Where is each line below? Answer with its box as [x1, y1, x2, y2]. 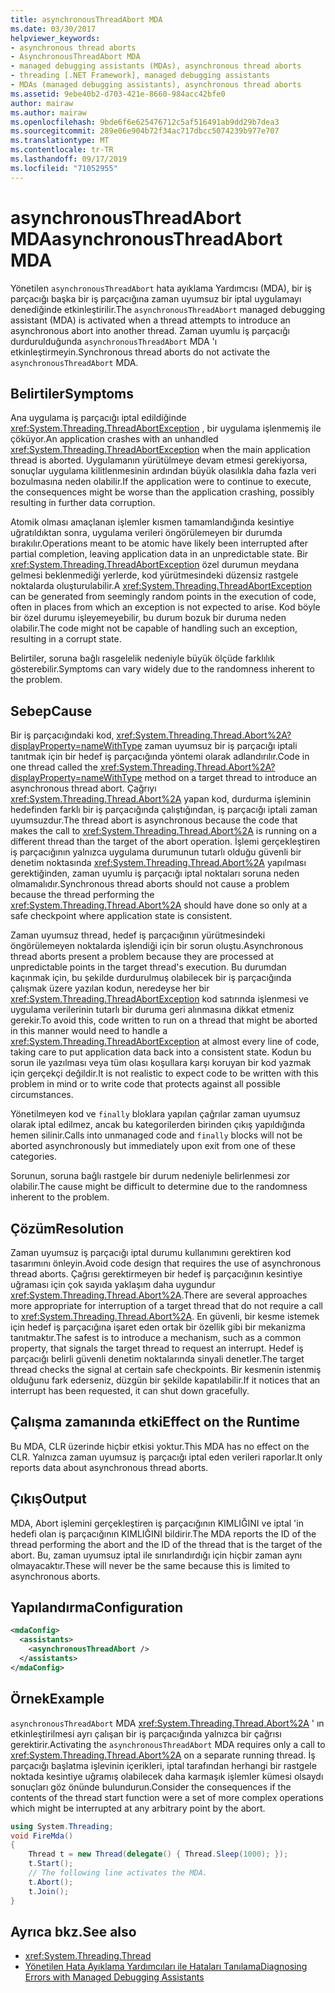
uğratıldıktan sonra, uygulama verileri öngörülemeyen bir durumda [10, 527, 283, 539]
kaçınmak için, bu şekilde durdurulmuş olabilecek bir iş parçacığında [10, 972, 292, 984]
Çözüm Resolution [10, 1220, 125, 1237]
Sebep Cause [10, 702, 93, 720]
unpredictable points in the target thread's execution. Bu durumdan [10, 961, 287, 973]
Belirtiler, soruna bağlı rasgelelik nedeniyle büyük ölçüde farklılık [10, 652, 275, 665]
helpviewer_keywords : [10, 33, 101, 43]
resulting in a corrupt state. [10, 633, 122, 645]
